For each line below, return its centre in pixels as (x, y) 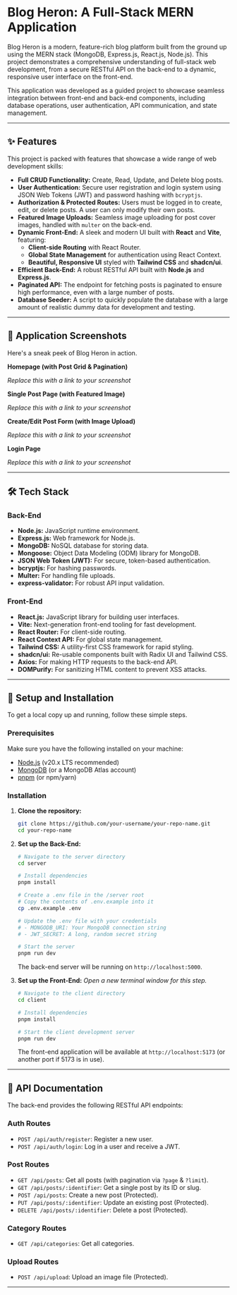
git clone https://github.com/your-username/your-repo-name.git (114, 823)
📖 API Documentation (55, 1088)
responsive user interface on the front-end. (70, 76)
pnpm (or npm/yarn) (47, 777)
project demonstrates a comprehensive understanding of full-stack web (112, 61)
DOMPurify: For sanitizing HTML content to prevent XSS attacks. (112, 669)
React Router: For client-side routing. (72, 632)
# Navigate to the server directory (71, 857)
